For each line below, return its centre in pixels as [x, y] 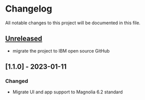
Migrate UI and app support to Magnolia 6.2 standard [68, 92]
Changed [17, 81]
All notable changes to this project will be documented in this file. [73, 23]
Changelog [29, 9]
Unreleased [24, 39]
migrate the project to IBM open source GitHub [61, 51]
